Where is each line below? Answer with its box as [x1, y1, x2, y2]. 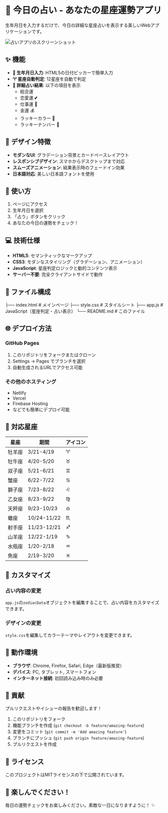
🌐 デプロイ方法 [5, 324, 52, 333]
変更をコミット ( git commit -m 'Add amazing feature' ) [12, 729, 127, 735]
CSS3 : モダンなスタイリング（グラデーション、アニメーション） [12, 259, 145, 265]
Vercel [12, 395, 26, 401]
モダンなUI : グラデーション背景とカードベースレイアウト [12, 152, 129, 158]
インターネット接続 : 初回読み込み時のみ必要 [12, 675, 103, 681]
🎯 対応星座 [5, 423, 38, 431]
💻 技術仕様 [5, 236, 40, 244]
